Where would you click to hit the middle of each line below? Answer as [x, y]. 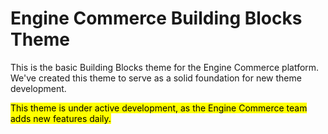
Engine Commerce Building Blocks [156, 18]
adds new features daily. [61, 118]
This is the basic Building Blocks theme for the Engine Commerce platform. [165, 67]
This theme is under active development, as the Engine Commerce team [159, 108]
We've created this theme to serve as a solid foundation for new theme [156, 78]
